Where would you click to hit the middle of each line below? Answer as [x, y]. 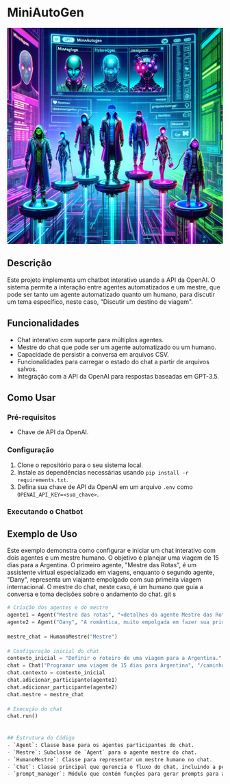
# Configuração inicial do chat [53, 651]
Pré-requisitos [31, 417]
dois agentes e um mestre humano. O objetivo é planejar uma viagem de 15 [113, 558]
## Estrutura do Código [41, 738]
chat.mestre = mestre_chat [46, 694]
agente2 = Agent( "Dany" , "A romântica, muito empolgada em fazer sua [108, 622]
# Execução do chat [35, 709]
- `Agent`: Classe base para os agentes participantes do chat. [101, 745]
